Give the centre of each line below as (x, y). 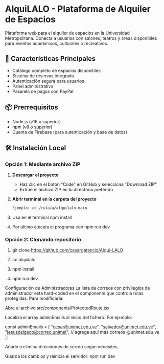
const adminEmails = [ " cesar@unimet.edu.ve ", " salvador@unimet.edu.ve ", (81, 327)
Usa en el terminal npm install (42, 217)
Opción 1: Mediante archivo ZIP (43, 164)
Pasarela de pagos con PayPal (43, 91)
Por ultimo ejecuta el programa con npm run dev (61, 227)
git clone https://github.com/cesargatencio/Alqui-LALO (68, 250)
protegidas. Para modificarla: (34, 298)
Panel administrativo (33, 86)
